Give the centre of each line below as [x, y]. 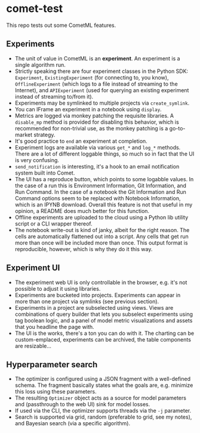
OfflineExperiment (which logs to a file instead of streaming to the [96, 84]
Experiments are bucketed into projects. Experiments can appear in [98, 295]
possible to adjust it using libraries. [58, 288]
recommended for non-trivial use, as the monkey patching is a [91, 128]
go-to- [177, 128]
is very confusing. [37, 160]
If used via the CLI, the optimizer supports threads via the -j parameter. [103, 411]
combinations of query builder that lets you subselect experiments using [104, 314]
